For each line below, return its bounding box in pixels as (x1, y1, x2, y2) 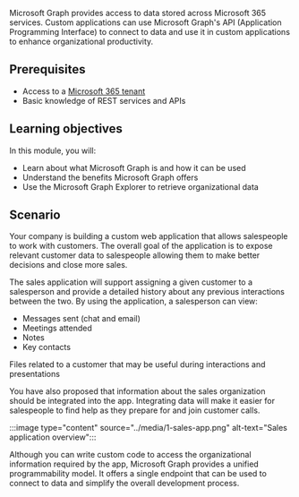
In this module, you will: (9, 145, 97, 156)
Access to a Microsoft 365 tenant (21, 85, 146, 97)
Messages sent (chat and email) (21, 313, 141, 324)
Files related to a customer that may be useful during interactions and (9, 359, 266, 370)
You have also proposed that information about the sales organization (9, 386, 266, 397)
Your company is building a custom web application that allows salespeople (9, 231, 288, 242)
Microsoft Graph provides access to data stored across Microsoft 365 (9, 8, 267, 18)
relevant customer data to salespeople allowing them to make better (9, 250, 261, 261)
